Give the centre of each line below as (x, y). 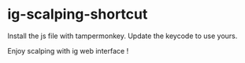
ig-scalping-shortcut (78, 14)
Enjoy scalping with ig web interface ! (68, 51)
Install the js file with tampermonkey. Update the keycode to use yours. (122, 36)
